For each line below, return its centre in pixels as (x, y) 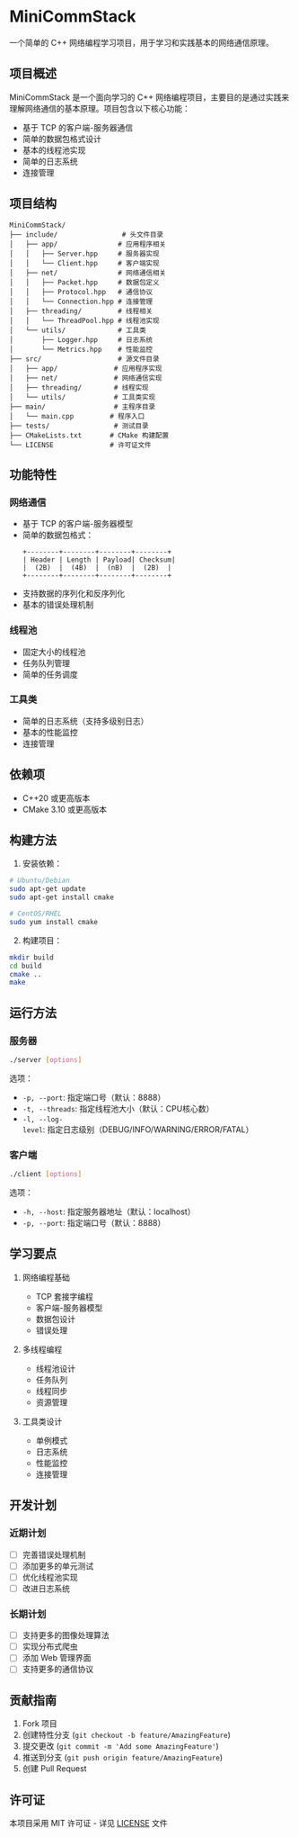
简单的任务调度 (50, 674)
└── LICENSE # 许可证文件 (80, 445)
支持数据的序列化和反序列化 (74, 594)
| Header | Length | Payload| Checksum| (99, 560)
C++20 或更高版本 (56, 797)
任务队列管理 (46, 662)
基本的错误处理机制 (58, 605)
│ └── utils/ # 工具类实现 (82, 397)
